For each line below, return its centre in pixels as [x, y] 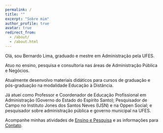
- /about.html [24, 42]
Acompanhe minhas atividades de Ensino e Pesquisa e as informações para [82, 120]
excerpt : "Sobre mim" [27, 19]
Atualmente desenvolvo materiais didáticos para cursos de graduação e [78, 80]
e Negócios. [17, 70]
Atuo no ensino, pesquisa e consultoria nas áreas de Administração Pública [81, 65]
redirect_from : [21, 33]
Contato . [14, 125]
